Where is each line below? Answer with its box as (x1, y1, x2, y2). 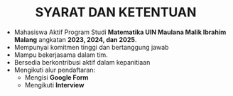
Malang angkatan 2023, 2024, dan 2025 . (13, 35, 137, 43)
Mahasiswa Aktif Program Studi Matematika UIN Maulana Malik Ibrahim (13, 28, 227, 36)
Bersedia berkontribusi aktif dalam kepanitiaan (13, 58, 151, 66)
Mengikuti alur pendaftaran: (13, 65, 96, 74)
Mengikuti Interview (24, 80, 85, 89)
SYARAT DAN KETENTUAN (35, 4, 197, 21)
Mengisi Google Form (24, 73, 89, 82)
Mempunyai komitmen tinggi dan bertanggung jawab (13, 43, 169, 51)
